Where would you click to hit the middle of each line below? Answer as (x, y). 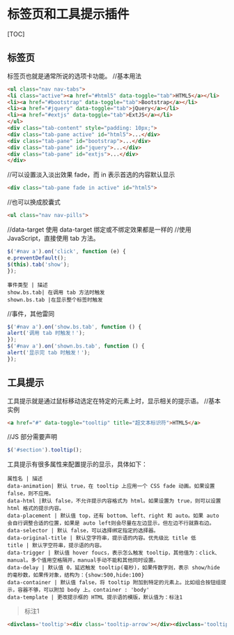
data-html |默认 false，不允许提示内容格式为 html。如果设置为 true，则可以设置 (114, 501)
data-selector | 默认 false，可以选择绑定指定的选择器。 (83, 531)
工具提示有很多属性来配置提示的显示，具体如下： (77, 464)
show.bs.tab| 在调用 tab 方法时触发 (56, 292)
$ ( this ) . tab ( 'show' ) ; (39, 264)
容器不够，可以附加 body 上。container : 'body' (83, 590)
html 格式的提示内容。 (36, 509)
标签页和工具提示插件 (69, 14)
